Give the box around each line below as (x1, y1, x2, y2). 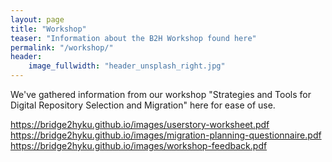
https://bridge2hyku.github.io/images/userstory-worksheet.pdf (10, 119, 270, 130)
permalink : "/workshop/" (10, 42, 114, 53)
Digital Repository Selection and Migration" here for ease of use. (10, 99, 276, 111)
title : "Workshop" (10, 24, 87, 34)
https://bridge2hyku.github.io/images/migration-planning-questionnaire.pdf (10, 129, 322, 141)
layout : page (10, 14, 65, 25)
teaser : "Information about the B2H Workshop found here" (10, 33, 257, 43)
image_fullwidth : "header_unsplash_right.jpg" (28, 61, 226, 71)
